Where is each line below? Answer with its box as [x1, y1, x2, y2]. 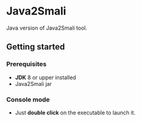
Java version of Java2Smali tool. [6, 24, 88, 31]
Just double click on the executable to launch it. [15, 109, 136, 116]
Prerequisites [6, 60, 47, 68]
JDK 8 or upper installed [15, 74, 77, 81]
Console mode [6, 95, 50, 103]
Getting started [6, 42, 65, 52]
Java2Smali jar [15, 80, 52, 87]
